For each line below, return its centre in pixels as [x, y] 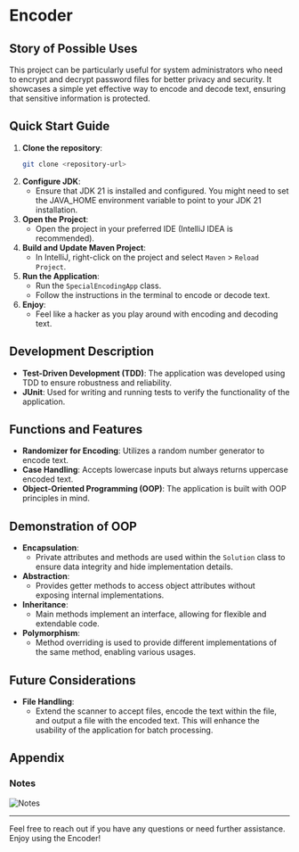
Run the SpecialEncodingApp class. [98, 285]
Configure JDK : [51, 181]
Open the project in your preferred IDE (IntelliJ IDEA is [134, 228]
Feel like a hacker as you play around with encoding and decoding [157, 314]
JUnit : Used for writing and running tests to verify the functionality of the [156, 392]
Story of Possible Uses [73, 49]
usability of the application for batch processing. [124, 730]
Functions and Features [76, 429]
